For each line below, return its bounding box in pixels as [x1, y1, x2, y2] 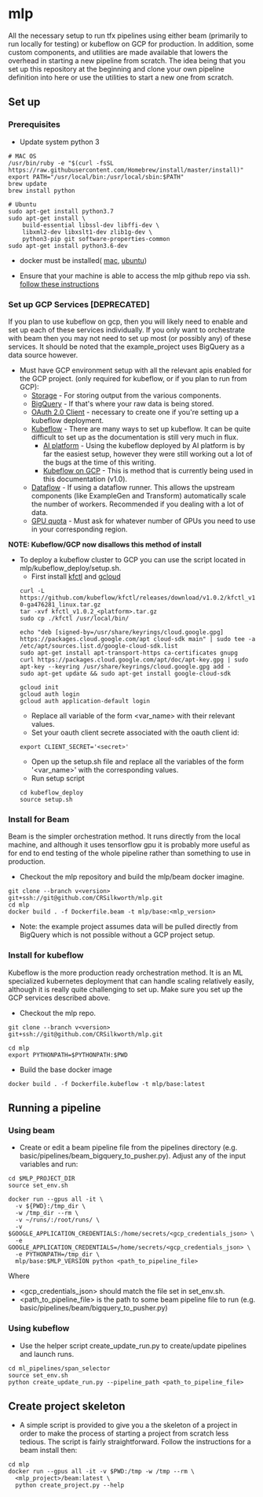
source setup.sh [19, 795, 73, 803]
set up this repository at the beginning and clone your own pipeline [8, 64, 225, 73]
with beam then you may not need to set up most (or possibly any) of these [8, 333, 251, 343]
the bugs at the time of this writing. [42, 458, 156, 467]
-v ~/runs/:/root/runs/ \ [15, 1216, 100, 1225]
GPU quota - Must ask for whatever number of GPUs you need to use [31, 516, 256, 525]
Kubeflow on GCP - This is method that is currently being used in [42, 465, 254, 475]
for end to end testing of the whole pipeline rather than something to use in [8, 848, 251, 858]
